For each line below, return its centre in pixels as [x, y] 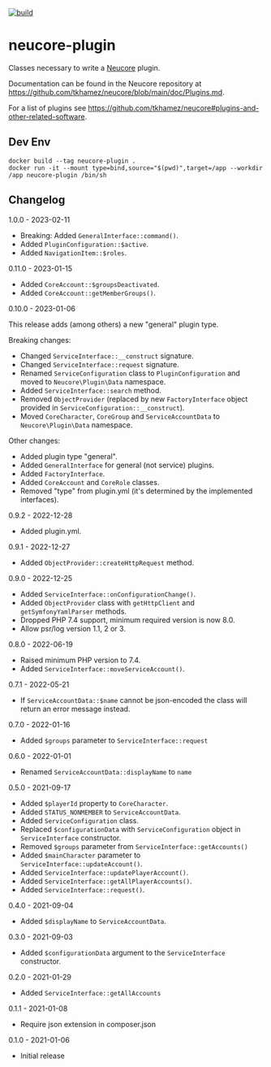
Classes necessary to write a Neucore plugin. [84, 67]
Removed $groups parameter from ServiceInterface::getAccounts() [134, 846]
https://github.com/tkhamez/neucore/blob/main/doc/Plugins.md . [116, 92]
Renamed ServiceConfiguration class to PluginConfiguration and [130, 373]
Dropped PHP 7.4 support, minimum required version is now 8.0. [127, 620]
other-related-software [47, 116]
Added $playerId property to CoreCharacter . [94, 803]
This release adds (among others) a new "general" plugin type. [114, 324]
